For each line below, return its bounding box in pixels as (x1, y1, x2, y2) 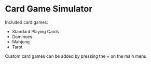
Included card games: (5, 19, 48, 25)
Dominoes (12, 34, 33, 39)
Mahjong (12, 38, 30, 44)
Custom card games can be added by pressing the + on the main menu (5, 53, 147, 59)
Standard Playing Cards (12, 28, 59, 34)
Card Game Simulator (5, 3, 93, 14)
